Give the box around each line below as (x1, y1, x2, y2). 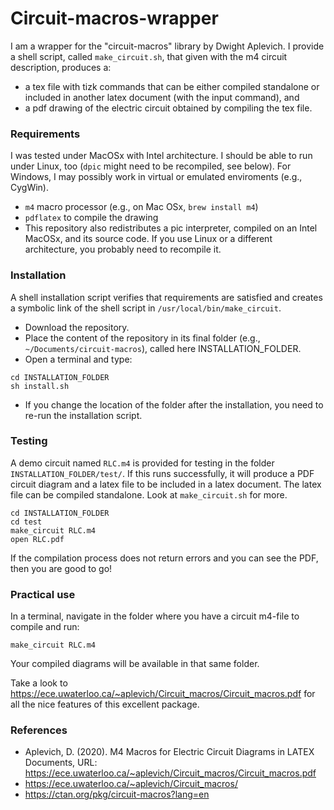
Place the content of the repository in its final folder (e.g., (24, 332, 261, 344)
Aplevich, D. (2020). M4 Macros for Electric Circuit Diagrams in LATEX (24, 746, 315, 758)
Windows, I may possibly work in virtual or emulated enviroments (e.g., (10, 171, 303, 183)
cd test (10, 517, 43, 527)
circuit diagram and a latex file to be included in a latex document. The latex (10, 478, 322, 490)
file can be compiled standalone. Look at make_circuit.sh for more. (10, 488, 288, 501)
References (10, 723, 68, 737)
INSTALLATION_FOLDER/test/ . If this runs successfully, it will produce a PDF (10, 467, 315, 479)
